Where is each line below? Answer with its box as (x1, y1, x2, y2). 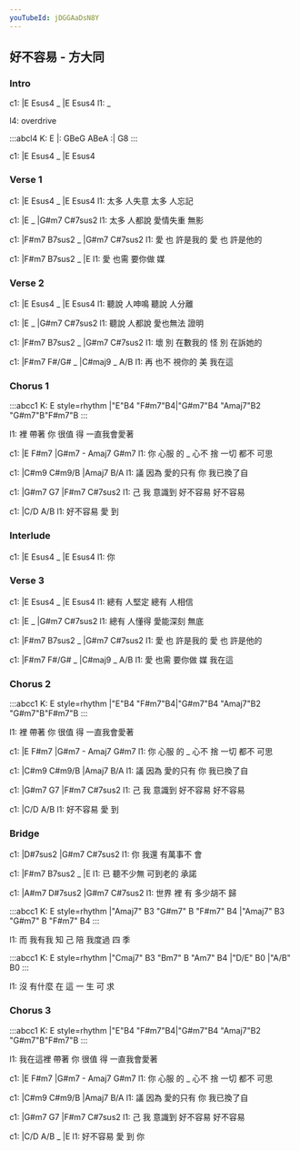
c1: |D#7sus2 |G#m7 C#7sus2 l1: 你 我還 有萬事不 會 (9, 849, 203, 860)
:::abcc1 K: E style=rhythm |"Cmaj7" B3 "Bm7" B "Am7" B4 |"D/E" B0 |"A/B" (9, 953, 291, 964)
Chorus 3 (9, 1005, 52, 1017)
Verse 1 (9, 174, 43, 187)
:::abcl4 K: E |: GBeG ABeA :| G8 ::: (9, 133, 138, 144)
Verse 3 (9, 574, 45, 587)
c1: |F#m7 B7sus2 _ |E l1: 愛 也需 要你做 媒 (9, 253, 165, 264)
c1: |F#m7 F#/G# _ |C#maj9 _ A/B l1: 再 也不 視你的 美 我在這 (9, 356, 234, 367)
